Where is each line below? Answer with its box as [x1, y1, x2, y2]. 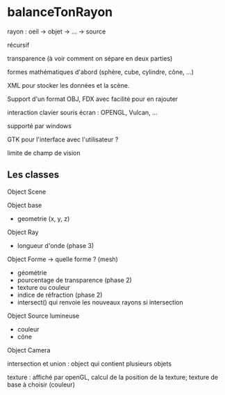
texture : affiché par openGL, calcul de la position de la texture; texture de [7, 373, 219, 381]
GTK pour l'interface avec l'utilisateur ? [7, 135, 119, 144]
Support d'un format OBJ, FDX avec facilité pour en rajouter [7, 95, 178, 103]
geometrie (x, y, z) [17, 214, 70, 223]
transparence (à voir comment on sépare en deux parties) [7, 54, 173, 63]
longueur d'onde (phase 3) [17, 241, 94, 249]
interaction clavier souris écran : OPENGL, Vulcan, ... [7, 108, 158, 116]
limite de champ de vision [7, 148, 81, 157]
